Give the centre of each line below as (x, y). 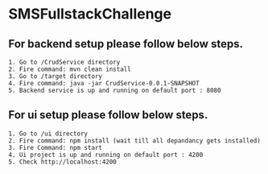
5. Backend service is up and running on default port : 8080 (115, 90)
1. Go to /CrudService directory (64, 62)
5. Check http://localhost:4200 (62, 162)
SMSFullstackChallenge (90, 14)
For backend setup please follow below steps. (126, 44)
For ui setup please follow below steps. (108, 115)
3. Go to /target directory (56, 77)
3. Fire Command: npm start (56, 147)
